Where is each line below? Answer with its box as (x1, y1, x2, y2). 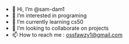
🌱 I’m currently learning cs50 (11, 18, 84, 25)
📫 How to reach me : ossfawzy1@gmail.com (11, 32, 123, 38)
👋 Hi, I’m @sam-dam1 (11, 6, 65, 12)
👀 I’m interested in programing (11, 12, 87, 19)
